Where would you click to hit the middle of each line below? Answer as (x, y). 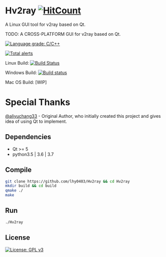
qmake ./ (14, 191)
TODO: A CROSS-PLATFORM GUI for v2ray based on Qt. (63, 34)
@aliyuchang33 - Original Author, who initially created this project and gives (83, 116)
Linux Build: (17, 63)
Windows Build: (21, 73)
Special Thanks (38, 102)
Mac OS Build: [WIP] (26, 82)
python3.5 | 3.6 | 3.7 (33, 154)
